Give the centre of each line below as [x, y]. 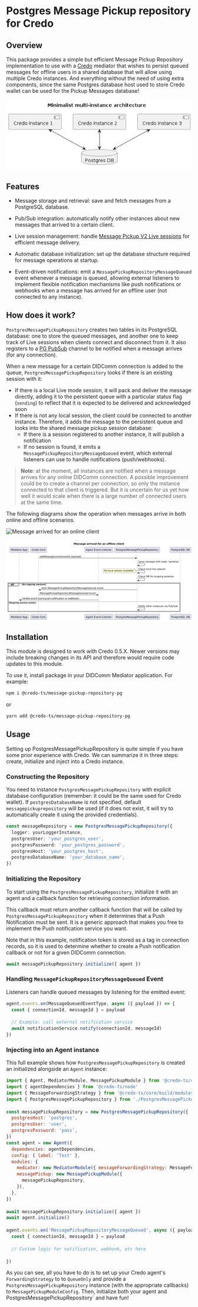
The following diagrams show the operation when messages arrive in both [96, 513]
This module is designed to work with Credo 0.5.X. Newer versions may [93, 651]
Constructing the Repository [48, 777]
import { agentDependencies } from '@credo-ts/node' [72, 1087]
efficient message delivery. [47, 242]
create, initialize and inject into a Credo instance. [65, 761]
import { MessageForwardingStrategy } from [60, 1093]
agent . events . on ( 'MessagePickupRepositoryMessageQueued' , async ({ [91, 1230]
